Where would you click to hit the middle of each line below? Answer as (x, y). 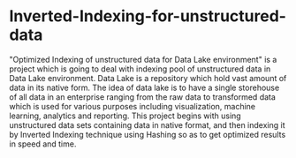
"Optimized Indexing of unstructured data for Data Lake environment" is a (143, 59)
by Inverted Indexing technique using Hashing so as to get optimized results (148, 134)
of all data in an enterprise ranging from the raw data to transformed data (143, 97)
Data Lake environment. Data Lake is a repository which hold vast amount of (148, 78)
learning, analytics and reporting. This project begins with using (125, 116)
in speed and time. (43, 144)
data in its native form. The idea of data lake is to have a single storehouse (144, 87)
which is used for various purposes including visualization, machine (133, 106)
